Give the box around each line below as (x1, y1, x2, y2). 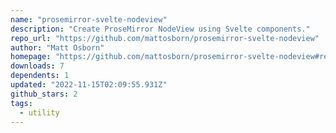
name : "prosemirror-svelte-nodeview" (10, 14, 168, 25)
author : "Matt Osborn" (10, 42, 105, 53)
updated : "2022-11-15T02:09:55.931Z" (10, 80, 168, 90)
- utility (19, 107, 60, 118)
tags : (10, 98, 33, 108)
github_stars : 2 (10, 89, 78, 99)
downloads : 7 (10, 61, 65, 71)
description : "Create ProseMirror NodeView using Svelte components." (10, 24, 311, 34)
